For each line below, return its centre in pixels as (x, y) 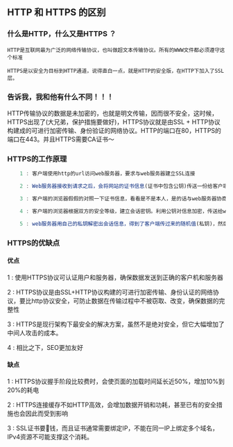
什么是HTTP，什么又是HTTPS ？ (62, 34)
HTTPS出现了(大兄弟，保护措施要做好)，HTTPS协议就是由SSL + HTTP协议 (114, 122)
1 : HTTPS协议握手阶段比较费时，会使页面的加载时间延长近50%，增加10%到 (116, 381)
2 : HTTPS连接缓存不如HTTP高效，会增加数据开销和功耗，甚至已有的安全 (112, 405)
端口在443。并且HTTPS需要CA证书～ (61, 139)
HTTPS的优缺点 (34, 243)
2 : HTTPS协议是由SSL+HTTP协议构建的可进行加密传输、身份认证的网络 (110, 292)
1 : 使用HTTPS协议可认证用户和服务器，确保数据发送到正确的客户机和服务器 (115, 277)
